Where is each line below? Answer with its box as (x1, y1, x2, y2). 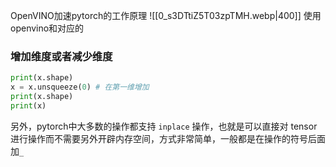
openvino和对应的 (10, 22, 85, 34)
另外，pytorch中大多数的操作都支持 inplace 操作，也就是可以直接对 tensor (10, 120, 318, 132)
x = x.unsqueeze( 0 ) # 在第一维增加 (10, 82, 150, 93)
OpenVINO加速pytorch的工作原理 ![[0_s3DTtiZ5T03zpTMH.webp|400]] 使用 (10, 10, 322, 21)
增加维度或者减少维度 (10, 49, 113, 63)
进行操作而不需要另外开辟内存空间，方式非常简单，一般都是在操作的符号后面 (10, 132, 326, 144)
